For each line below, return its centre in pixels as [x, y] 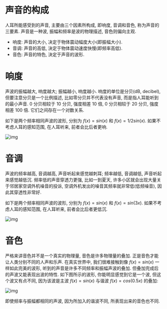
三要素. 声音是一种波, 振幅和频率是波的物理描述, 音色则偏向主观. [71, 31]
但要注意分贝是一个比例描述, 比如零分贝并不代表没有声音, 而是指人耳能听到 [82, 97]
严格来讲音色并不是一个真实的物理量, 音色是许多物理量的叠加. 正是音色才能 [82, 255]
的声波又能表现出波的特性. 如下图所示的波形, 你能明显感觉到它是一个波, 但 [81, 274]
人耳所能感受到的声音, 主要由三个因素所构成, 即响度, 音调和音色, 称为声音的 [82, 25]
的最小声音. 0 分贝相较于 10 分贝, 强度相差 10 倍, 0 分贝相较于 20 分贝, [77, 103]
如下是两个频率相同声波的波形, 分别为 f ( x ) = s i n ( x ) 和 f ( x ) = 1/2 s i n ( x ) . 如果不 [83, 120]
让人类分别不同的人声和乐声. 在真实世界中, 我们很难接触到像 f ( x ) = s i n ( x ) [80, 262]
